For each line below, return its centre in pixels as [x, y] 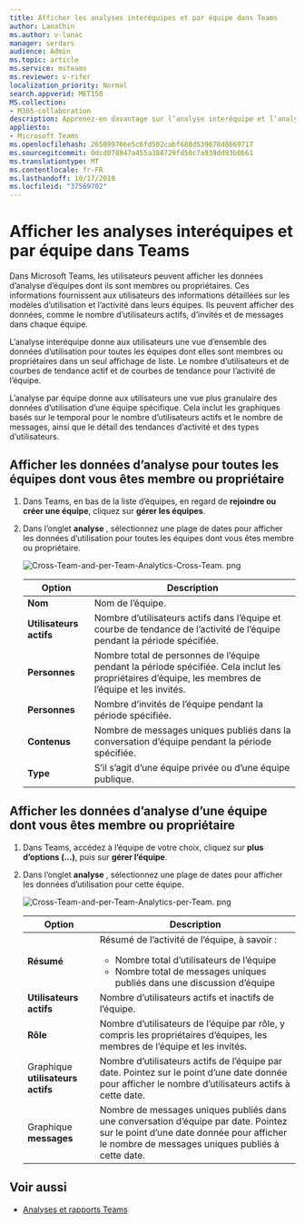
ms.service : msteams [49, 69]
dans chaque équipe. [49, 324]
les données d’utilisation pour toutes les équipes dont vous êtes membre [158, 538]
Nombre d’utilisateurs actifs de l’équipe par [191, 1061]
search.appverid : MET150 [56, 94]
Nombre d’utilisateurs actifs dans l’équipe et [187, 617]
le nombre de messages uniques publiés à [189, 1143]
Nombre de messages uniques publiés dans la [192, 730]
